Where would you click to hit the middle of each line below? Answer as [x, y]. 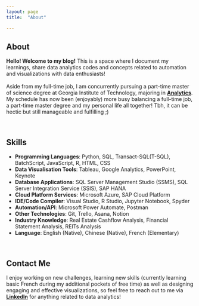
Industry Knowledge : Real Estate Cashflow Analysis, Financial [91, 220]
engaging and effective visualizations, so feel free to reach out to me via [95, 290]
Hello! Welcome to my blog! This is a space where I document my [87, 61]
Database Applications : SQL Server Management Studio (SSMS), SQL [101, 182]
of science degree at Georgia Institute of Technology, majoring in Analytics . [99, 93]
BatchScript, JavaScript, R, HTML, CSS [63, 163]
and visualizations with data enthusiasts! [56, 74]
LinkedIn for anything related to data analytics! [63, 296]
